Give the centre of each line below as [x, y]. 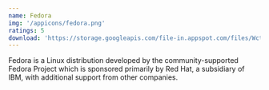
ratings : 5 [26, 30]
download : [25, 38]
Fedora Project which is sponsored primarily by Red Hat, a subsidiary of [127, 69]
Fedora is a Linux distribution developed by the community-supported [123, 61]
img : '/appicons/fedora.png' [57, 23]
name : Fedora [30, 16]
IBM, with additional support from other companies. [93, 77]
